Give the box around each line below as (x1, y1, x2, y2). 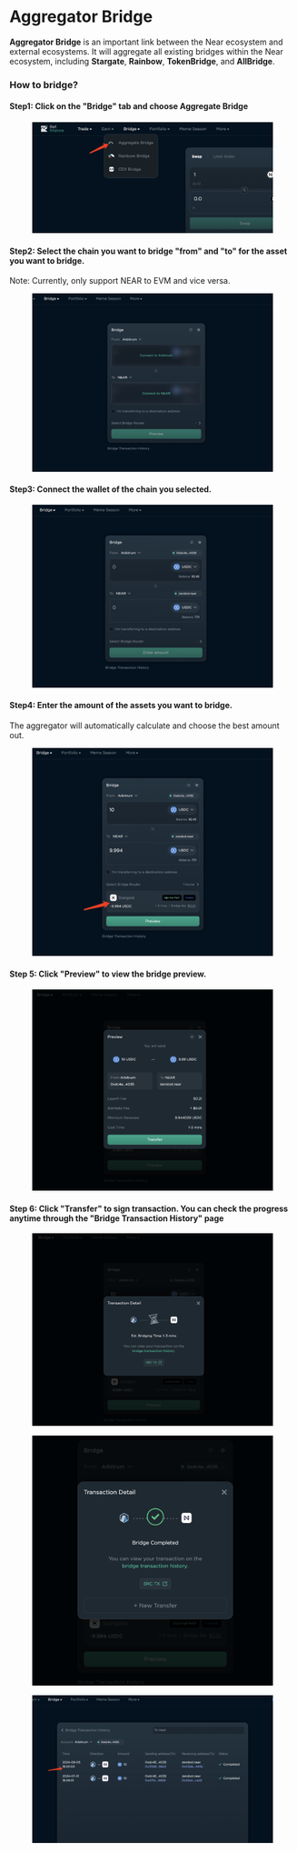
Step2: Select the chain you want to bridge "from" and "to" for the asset (9, 245, 288, 256)
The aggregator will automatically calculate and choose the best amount (9, 720, 280, 731)
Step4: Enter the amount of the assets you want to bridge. (9, 700, 233, 711)
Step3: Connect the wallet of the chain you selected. (9, 484, 212, 495)
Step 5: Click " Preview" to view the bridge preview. (9, 968, 207, 979)
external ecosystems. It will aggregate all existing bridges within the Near (9, 45, 283, 56)
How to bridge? (9, 78, 79, 91)
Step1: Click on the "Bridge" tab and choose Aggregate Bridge (9, 101, 248, 112)
